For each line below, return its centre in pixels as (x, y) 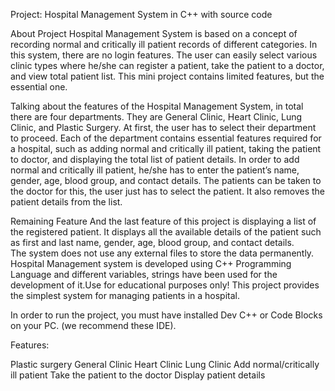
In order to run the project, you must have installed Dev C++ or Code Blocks (166, 315)
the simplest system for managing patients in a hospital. (125, 295)
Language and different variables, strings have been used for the (144, 274)
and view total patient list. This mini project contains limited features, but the (167, 76)
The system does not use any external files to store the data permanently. (162, 253)
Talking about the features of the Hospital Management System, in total (157, 106)
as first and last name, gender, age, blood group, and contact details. (152, 242)
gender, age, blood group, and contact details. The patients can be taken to (166, 180)
